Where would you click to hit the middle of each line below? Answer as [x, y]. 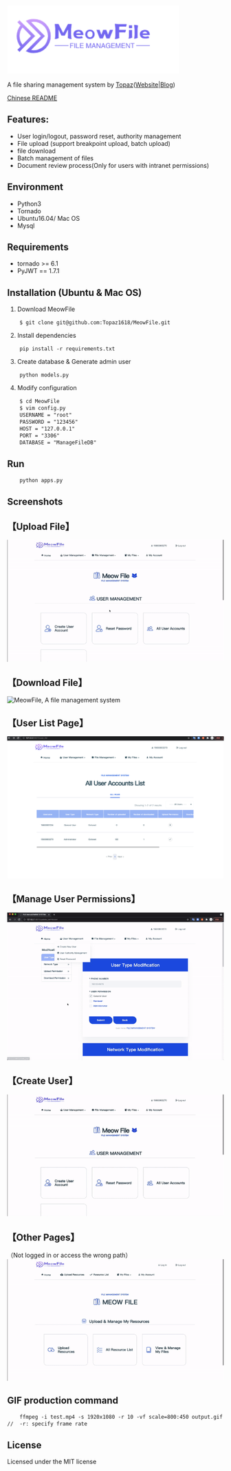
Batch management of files [55, 158]
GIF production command [63, 1400]
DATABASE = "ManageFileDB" [58, 443]
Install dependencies [47, 336]
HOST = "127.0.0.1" [47, 429]
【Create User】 [42, 1081]
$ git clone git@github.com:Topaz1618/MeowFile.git [95, 323]
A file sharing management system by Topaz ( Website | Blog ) [91, 85]
